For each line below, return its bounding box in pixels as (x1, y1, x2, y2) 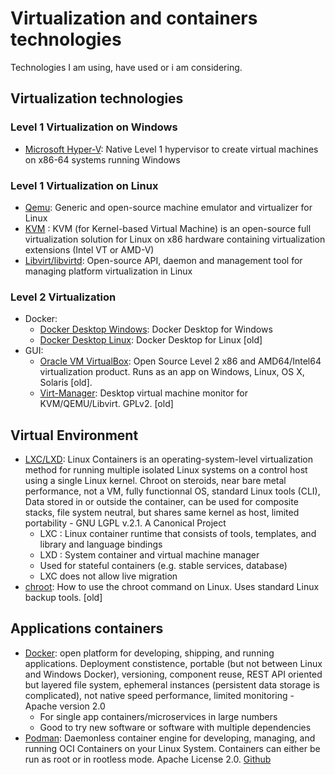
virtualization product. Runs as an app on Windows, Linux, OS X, (39, 366, 305, 378)
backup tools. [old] (24, 592, 103, 604)
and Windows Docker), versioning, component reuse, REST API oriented (24, 668, 323, 680)
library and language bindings (39, 538, 163, 551)
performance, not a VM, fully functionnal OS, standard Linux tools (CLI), (24, 485, 321, 497)
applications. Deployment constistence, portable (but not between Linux (24, 657, 323, 669)
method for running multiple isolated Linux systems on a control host (24, 464, 308, 476)
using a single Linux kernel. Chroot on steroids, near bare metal (24, 475, 287, 487)
